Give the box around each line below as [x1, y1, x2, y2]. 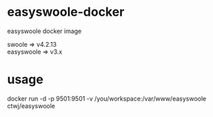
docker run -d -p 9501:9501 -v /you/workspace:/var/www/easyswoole [7, 94, 207, 103]
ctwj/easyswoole [7, 101, 56, 110]
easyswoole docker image [7, 27, 82, 35]
